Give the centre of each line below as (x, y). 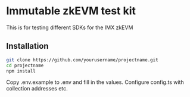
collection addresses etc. (37, 89)
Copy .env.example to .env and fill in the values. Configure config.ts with (95, 82)
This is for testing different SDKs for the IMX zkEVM (70, 27)
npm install (21, 71)
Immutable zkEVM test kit (71, 11)
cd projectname (25, 65)
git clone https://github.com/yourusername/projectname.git (82, 60)
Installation (27, 46)
